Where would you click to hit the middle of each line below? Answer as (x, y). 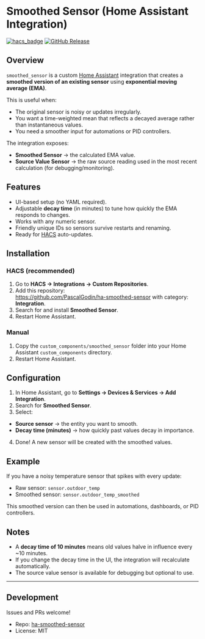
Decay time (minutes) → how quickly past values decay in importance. (105, 430)
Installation (28, 253)
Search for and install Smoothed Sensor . (67, 310)
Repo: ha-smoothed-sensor (50, 624)
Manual (18, 332)
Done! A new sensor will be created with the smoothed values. (94, 442)
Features (23, 187)
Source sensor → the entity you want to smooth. (77, 424)
